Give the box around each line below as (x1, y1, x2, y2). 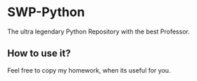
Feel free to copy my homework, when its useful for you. (7, 66, 171, 74)
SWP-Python (7, 4, 85, 20)
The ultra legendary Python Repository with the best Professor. (7, 27, 190, 36)
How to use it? (7, 47, 71, 59)
